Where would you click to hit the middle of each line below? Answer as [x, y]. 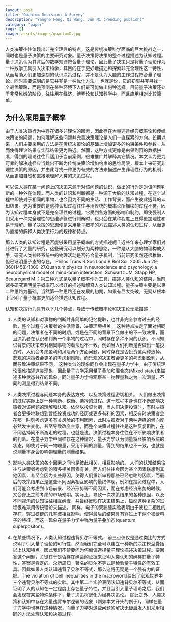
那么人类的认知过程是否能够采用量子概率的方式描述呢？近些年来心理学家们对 [85, 242]
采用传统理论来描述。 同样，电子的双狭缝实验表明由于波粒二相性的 [96, 507]
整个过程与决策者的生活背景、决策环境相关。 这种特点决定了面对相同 [94, 326]
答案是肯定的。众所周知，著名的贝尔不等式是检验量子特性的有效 [89, 563]
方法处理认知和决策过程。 [48, 614]
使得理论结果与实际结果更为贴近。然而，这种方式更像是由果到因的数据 [83, 150]
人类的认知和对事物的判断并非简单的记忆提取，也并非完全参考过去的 [84, 319]
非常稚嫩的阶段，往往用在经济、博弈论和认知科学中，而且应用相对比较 [83, 94]
